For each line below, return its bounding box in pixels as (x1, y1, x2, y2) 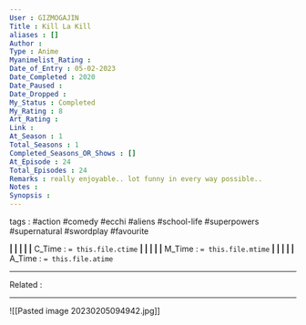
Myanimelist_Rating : (9, 56, 92, 65)
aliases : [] (9, 30, 59, 39)
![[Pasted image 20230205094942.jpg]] (9, 306, 161, 316)
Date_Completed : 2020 (9, 73, 96, 82)
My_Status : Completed (9, 97, 96, 107)
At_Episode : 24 (9, 157, 71, 167)
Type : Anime (9, 47, 59, 56)
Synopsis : (9, 191, 51, 200)
